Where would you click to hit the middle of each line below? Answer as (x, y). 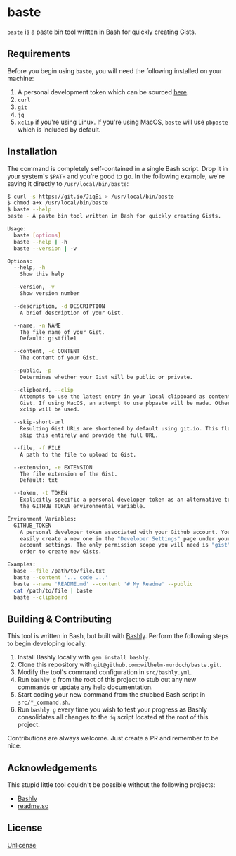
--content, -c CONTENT (47, 352)
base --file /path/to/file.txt (59, 571)
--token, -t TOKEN (41, 493)
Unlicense (22, 845)
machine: (21, 78)
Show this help (42, 274)
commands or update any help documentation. (85, 687)
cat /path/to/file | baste (53, 590)
